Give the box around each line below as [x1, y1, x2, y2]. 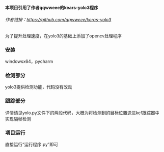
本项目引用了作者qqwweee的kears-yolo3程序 [5, 4, 98, 10]
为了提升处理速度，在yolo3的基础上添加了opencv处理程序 [5, 32, 122, 39]
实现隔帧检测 [5, 116, 31, 122]
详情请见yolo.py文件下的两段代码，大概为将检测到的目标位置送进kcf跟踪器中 [5, 110, 160, 116]
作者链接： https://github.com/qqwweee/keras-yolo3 [5, 17, 111, 23]
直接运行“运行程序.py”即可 [5, 141, 58, 147]
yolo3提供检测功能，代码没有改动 [5, 84, 73, 90]
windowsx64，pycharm [5, 59, 53, 64]
